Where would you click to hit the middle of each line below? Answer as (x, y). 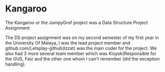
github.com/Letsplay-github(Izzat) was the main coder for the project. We (81, 48)
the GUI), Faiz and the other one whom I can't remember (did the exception (82, 58)
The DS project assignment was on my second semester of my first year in (82, 37)
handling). (15, 64)
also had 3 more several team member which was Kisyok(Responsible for (81, 53)
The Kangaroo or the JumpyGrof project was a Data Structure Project (76, 22)
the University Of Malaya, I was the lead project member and (68, 42)
